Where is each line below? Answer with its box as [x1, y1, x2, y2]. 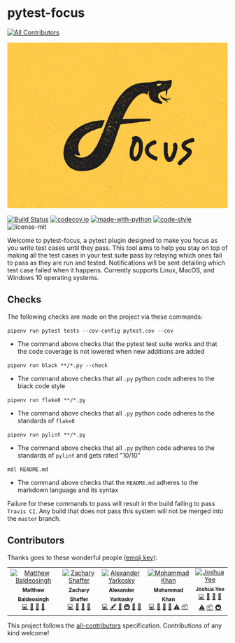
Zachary [69, 586, 90, 594]
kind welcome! [7, 628, 50, 637]
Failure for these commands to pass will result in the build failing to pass [7, 499, 215, 508]
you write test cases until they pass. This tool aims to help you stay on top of [7, 244, 228, 252]
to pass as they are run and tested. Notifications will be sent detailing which [7, 258, 225, 267]
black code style [17, 381, 66, 390]
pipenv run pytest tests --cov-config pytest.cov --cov [7, 327, 173, 334]
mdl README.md [7, 465, 49, 473]
